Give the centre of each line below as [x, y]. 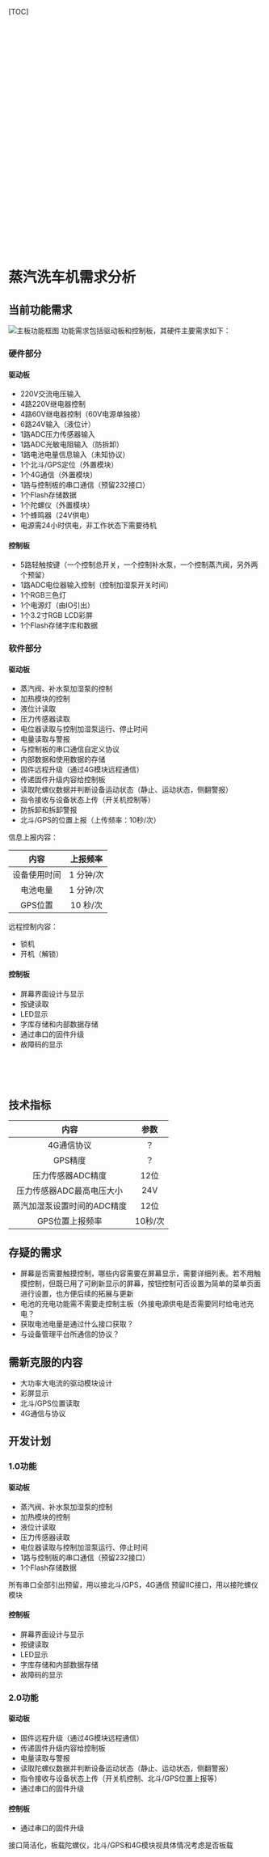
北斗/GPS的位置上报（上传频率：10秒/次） [90, 820]
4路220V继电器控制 [53, 404]
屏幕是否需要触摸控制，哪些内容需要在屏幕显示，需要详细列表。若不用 [137, 1274]
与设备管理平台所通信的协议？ [69, 1335]
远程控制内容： [33, 927]
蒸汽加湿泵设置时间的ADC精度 [70, 1206]
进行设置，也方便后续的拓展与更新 [77, 1294]
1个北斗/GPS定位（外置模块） [69, 465]
